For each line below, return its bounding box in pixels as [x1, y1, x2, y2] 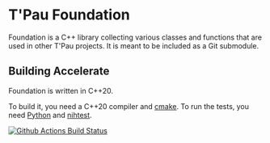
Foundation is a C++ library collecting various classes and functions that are [8, 32, 263, 42]
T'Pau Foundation [8, 6, 131, 24]
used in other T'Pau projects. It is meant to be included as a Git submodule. [8, 40, 259, 50]
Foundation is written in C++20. [8, 86, 113, 95]
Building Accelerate [8, 65, 110, 78]
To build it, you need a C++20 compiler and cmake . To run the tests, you [8, 101, 249, 111]
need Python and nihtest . [8, 110, 92, 120]
